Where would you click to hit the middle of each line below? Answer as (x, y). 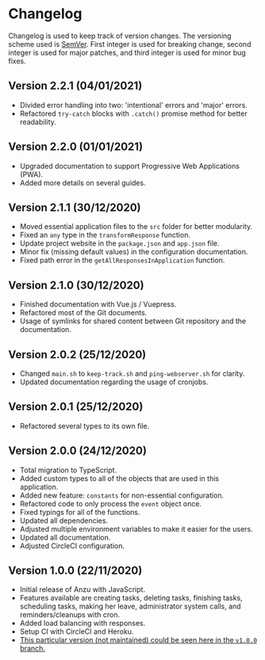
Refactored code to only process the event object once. (111, 503)
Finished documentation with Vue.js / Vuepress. (98, 304)
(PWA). (31, 174)
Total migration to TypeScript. (68, 470)
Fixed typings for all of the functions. (80, 512)
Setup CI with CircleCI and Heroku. (77, 631)
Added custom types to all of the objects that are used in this (119, 478)
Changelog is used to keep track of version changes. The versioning (120, 36)
